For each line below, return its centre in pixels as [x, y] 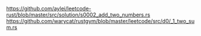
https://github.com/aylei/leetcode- [49, 9]
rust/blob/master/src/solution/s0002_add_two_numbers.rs [78, 15]
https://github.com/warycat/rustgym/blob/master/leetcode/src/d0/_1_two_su [100, 21]
